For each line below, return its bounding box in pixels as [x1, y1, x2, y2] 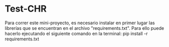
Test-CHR [5, 3, 47, 15]
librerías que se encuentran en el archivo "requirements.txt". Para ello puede [5, 25, 164, 31]
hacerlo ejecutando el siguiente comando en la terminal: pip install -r [5, 30, 148, 36]
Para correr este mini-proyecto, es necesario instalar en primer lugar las [5, 20, 155, 26]
